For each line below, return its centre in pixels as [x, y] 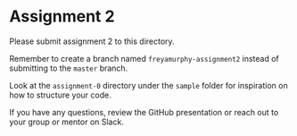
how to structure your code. [60, 95]
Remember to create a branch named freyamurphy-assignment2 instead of [144, 58]
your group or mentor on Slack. [67, 122]
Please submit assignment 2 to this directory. [92, 41]
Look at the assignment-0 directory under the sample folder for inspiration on [148, 85]
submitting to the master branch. [69, 68]
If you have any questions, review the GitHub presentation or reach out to [144, 112]
